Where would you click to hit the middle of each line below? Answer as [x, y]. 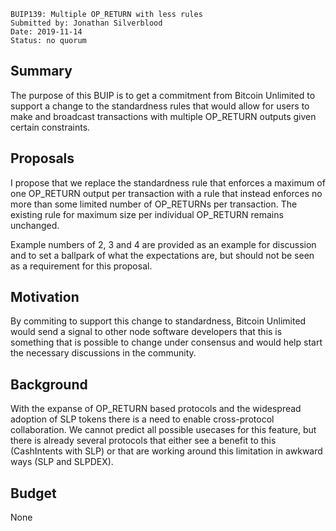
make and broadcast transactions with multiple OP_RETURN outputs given [163, 116]
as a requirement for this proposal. [81, 266]
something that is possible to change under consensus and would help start [166, 342]
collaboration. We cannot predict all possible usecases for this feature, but [163, 430]
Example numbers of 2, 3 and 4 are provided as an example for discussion [163, 244]
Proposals [42, 158]
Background [49, 384]
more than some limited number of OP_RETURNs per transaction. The [154, 204]
